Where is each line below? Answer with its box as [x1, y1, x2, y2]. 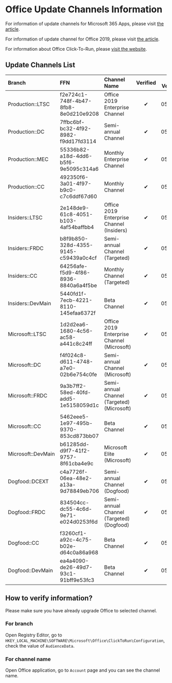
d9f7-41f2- [59, 447, 91, 454]
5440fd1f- [59, 290, 87, 297]
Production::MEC [8, 155, 49, 162]
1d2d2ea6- [59, 321, 89, 328]
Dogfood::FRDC [8, 508, 46, 515]
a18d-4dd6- [59, 152, 93, 159]
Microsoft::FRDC [8, 392, 48, 399]
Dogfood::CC [8, 539, 39, 546]
